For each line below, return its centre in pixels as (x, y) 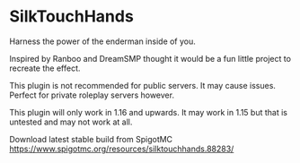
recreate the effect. (45, 68)
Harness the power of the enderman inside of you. (102, 41)
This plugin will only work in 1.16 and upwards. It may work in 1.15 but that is (148, 112)
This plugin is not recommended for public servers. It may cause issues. (143, 85)
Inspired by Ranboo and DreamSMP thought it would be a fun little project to (150, 58)
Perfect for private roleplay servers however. (92, 95)
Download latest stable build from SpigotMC (91, 139)
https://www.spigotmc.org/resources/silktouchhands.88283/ (122, 149)
